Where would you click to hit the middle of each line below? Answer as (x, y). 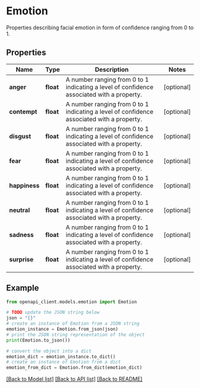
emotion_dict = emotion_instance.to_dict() (61, 356)
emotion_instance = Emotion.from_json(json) (62, 330)
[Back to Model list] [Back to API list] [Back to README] (74, 379)
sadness (21, 235)
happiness (24, 185)
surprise (21, 259)
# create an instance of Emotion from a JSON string (73, 324)
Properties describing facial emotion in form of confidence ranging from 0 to (100, 27)
